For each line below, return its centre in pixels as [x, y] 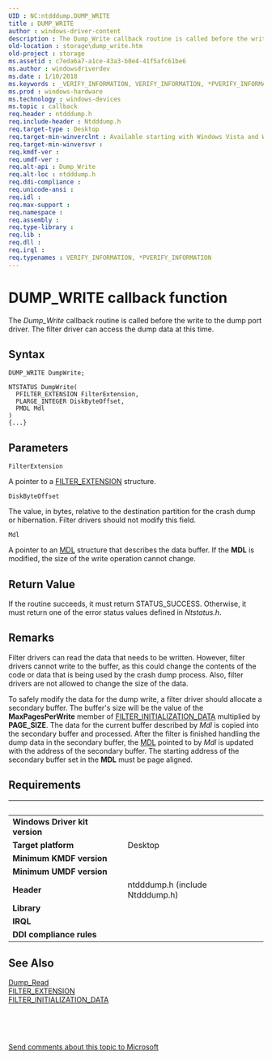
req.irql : [27, 250]
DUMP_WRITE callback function [118, 298]
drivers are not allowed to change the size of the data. [98, 683]
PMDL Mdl [30, 409]
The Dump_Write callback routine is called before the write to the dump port [135, 320]
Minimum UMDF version [60, 872]
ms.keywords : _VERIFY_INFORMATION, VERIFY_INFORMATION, [106, 84]
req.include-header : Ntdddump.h [65, 122]
